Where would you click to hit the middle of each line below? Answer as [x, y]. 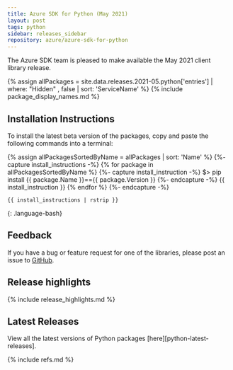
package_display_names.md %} [54, 97]
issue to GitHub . [31, 260]
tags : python [27, 27]
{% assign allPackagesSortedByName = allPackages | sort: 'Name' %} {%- [116, 157]
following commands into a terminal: [60, 143]
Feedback [30, 235]
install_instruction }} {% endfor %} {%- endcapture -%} [89, 187]
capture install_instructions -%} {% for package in [80, 164]
